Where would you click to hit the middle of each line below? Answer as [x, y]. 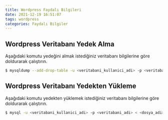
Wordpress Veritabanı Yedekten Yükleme [71, 86]
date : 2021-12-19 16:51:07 [33, 14]
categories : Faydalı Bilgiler [37, 24]
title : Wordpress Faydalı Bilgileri [43, 10]
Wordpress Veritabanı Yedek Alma [60, 44]
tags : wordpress [22, 19]
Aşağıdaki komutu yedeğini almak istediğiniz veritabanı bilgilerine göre [77, 56]
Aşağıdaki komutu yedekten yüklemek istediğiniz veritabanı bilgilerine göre [82, 98]
